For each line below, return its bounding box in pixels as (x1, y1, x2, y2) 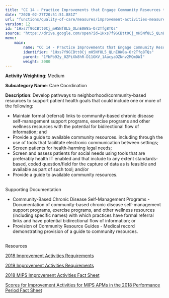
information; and (12, 129, 47, 135)
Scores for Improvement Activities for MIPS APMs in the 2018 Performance (5, 282, 160, 288)
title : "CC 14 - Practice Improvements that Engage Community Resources (5, 7, 161, 13)
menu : (5, 36, 17, 41)
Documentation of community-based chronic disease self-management (12, 201, 161, 207)
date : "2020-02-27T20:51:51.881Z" (5, 12, 78, 17)
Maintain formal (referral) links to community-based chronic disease (12, 113, 154, 119)
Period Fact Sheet (5, 287, 43, 293)
